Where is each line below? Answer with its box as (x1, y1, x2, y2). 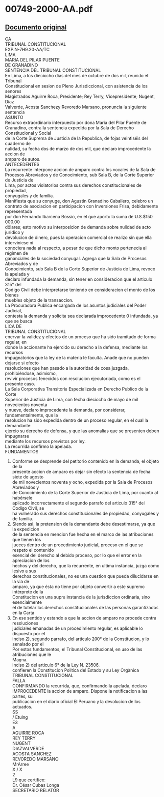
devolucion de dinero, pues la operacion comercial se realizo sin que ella (5, 235, 152, 240)
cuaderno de (5, 141, 31, 146)
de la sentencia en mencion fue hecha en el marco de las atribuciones (12, 531, 154, 537)
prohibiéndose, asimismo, (5, 370, 57, 376)
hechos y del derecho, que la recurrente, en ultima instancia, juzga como (12, 563, 160, 568)
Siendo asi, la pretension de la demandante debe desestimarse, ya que (12, 521, 156, 527)
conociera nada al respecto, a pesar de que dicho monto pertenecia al (5, 245, 147, 251)
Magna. (12, 657, 28, 662)
